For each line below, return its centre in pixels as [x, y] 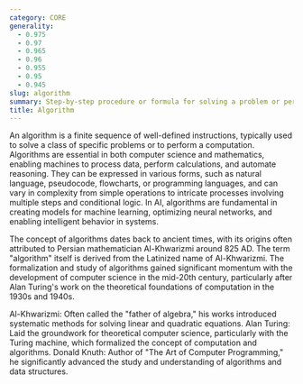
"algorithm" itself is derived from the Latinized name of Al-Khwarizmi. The [147, 259]
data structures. [39, 371]
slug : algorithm [40, 93]
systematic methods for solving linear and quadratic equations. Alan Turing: [150, 324]
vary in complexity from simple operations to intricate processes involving [147, 193]
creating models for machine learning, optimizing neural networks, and [141, 212]
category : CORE [38, 18]
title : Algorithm [42, 110]
